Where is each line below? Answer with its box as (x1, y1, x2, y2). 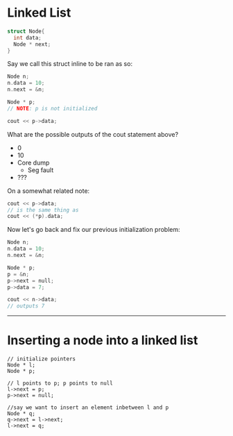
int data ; (13, 34, 42, 41)
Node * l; (7, 362, 36, 369)
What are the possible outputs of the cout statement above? (7, 130, 179, 138)
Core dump (17, 158, 50, 167)
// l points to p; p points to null (7, 380, 113, 387)
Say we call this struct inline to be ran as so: (7, 60, 133, 68)
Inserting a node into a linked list (7, 333, 198, 349)
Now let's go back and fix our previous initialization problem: (7, 226, 180, 234)
